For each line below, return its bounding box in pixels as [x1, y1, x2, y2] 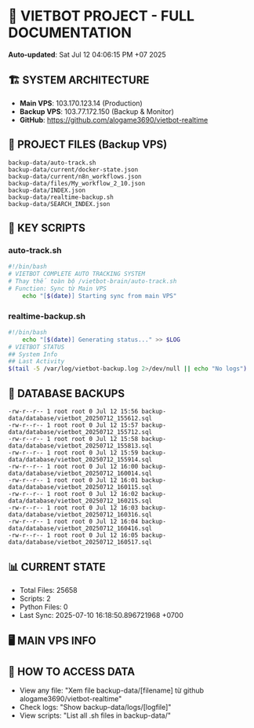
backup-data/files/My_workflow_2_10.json [8, 179, 146, 187]
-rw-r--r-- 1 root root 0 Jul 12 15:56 [8, 407, 139, 415]
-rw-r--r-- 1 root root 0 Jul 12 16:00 [8, 462, 139, 470]
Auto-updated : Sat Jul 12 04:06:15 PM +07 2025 [8, 50, 166, 59]
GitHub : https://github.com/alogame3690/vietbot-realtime [19, 115, 209, 124]
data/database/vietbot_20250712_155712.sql [8, 428, 153, 436]
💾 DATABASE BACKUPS [8, 387, 125, 400]
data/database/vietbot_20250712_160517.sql [8, 538, 153, 546]
